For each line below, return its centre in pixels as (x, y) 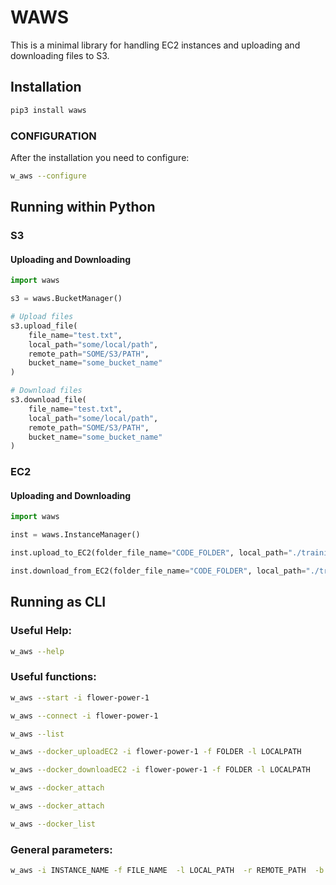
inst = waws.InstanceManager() (75, 535)
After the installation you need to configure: (100, 157)
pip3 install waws (48, 110)
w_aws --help (37, 651)
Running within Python (83, 207)
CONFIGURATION (53, 136)
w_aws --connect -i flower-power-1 (84, 716)
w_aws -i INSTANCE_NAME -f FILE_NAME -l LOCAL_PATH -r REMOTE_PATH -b (167, 871)
